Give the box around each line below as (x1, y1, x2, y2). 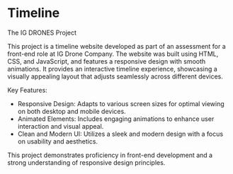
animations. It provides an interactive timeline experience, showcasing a (7, 64, 217, 73)
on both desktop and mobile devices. (17, 107, 126, 115)
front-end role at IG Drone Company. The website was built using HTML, (7, 50, 219, 58)
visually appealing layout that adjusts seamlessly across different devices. (7, 72, 223, 81)
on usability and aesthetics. (17, 137, 98, 146)
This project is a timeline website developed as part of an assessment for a (7, 42, 227, 50)
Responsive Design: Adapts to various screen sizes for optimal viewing (17, 99, 225, 108)
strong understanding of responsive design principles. (7, 158, 166, 167)
